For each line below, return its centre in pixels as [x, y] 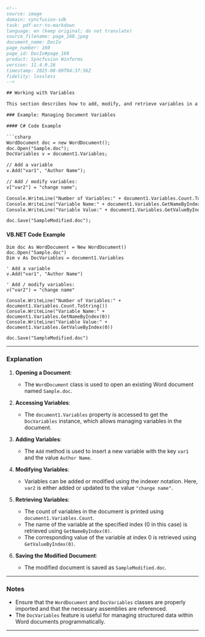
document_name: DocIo [34, 42]
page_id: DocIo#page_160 [38, 54]
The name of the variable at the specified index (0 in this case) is [106, 524]
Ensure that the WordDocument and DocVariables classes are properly [100, 602]
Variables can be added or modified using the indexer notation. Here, [111, 481]
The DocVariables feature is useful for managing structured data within [104, 615]
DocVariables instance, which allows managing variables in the [103, 421]
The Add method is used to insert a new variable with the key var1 [106, 451]
